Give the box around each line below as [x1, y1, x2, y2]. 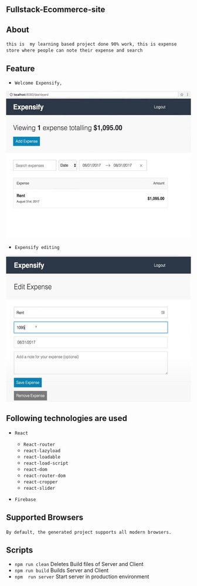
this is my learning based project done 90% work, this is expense [6, 41, 177, 48]
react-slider [23, 485, 56, 491]
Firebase [14, 496, 36, 503]
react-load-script [23, 460, 69, 466]
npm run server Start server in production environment [14, 573, 150, 580]
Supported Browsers [6, 513, 84, 523]
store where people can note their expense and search [6, 48, 143, 53]
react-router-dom [23, 473, 66, 479]
